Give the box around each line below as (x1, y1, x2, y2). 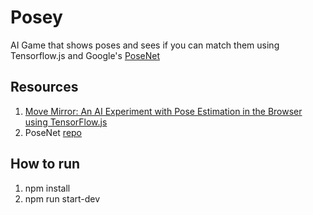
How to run (10, 156, 81, 173)
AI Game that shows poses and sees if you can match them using (10, 39, 280, 51)
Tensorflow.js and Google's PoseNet (10, 49, 160, 61)
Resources (10, 79, 79, 96)
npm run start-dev (24, 192, 101, 205)
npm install (24, 182, 71, 194)
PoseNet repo (24, 126, 83, 138)
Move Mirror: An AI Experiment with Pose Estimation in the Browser (24, 105, 303, 117)
